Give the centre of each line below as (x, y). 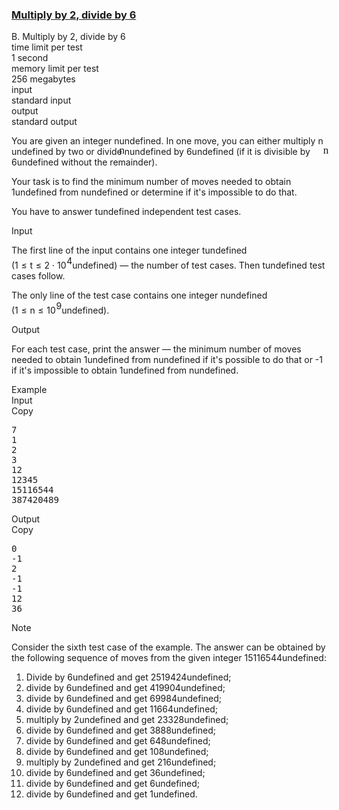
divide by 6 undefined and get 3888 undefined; (120, 730)
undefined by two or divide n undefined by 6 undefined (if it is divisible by (161, 152)
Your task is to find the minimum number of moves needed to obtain (151, 182)
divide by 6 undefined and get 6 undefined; (112, 784)
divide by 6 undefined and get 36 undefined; (115, 773)
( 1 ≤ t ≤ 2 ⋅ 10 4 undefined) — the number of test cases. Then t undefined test (168, 263)
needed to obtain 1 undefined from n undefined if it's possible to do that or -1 (167, 360)
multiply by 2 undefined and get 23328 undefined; (127, 720)
